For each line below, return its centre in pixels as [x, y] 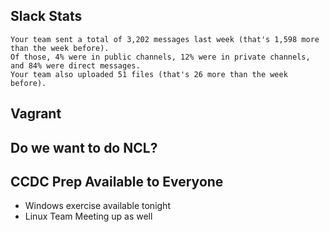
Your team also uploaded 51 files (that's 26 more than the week [149, 74]
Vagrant [36, 114]
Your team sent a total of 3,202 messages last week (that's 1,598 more [165, 39]
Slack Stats [46, 16]
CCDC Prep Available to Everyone [117, 181]
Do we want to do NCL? [84, 147]
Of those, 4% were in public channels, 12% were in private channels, [160, 57]
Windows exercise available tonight [97, 206]
